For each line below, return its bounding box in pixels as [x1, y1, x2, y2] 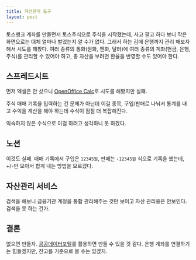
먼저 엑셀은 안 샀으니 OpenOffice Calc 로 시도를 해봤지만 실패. [6, 88, 147, 95]
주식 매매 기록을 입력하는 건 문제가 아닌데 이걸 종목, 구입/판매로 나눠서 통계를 [6, 100, 181, 107]
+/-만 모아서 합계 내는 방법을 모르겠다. [6, 163, 94, 170]
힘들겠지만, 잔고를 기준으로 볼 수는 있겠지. [12, 247, 108, 254]
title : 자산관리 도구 [6, 8, 51, 15]
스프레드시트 [6, 71, 49, 81]
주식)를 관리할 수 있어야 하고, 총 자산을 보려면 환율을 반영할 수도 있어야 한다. [6, 52, 180, 59]
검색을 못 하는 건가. [6, 205, 50, 212]
